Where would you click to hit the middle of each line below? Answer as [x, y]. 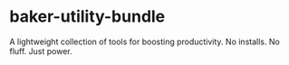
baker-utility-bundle [87, 17]
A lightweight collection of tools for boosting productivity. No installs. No [145, 42]
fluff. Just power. [41, 51]
